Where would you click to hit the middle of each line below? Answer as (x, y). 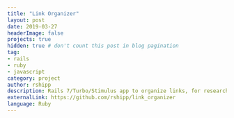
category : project (34, 78)
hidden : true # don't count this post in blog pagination (93, 46)
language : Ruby (29, 104)
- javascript (26, 71)
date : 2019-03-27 (32, 26)
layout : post (26, 20)
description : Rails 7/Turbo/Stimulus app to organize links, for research (118, 91)
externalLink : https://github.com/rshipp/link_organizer (92, 98)
